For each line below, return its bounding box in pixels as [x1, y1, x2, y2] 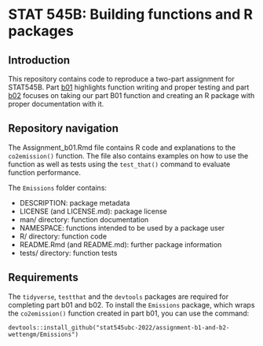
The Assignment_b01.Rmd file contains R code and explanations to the [8, 143, 236, 152]
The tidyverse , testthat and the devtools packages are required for [8, 292, 229, 301]
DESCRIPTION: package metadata [19, 198, 130, 207]
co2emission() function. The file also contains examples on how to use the [8, 151, 249, 160]
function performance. [8, 167, 81, 177]
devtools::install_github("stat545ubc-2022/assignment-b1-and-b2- [8, 323, 230, 331]
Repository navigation [8, 122, 119, 135]
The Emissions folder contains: [8, 183, 108, 192]
